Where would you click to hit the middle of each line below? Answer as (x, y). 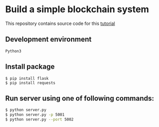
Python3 (13, 51)
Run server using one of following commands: (80, 98)
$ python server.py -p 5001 (35, 115)
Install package (30, 67)
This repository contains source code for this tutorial (60, 23)
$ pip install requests (30, 83)
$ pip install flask (27, 78)
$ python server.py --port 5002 (39, 120)
